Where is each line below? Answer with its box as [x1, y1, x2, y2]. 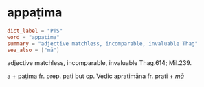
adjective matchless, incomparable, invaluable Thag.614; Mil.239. [7, 59, 192, 67]
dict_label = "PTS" [7, 27, 63, 34]
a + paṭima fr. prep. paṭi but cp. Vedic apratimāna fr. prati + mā [7, 72, 184, 80]
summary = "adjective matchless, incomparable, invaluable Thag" [7, 40, 198, 47]
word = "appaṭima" [7, 34, 60, 40]
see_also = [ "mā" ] [7, 47, 60, 53]
